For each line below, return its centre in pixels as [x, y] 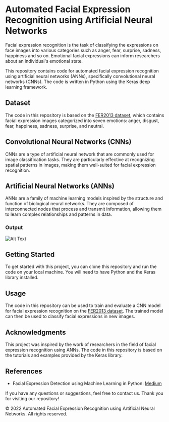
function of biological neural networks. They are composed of [70, 204]
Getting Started [30, 255]
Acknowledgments [36, 332]
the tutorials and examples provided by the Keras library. [64, 355]
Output [14, 227]
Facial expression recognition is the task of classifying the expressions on [82, 45]
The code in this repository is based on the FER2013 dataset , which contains [85, 115]
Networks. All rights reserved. [36, 413]
